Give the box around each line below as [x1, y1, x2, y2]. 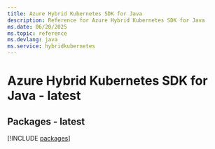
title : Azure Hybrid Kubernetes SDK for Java [7, 10, 142, 17]
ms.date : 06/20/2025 [7, 23, 68, 30]
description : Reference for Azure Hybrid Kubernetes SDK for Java [7, 17, 205, 24]
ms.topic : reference [7, 29, 68, 37]
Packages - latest [7, 115, 85, 127]
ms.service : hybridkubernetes [7, 43, 96, 50]
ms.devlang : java [7, 36, 58, 43]
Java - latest [7, 88, 81, 104]
